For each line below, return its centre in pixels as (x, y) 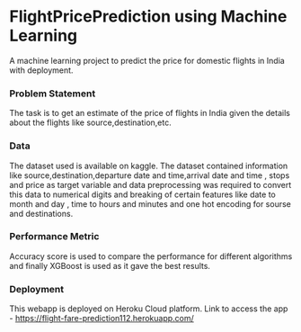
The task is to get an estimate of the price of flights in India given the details (150, 113)
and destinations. (41, 213)
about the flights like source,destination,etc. (91, 122)
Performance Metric (54, 237)
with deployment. (41, 70)
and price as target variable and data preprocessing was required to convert (150, 184)
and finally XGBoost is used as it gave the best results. (110, 265)
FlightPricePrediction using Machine (148, 17)
